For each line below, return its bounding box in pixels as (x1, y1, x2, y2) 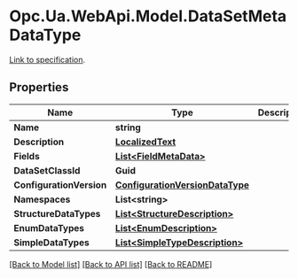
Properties (9, 80, 69, 95)
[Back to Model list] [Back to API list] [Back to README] (9, 259, 213, 269)
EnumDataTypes (13, 221, 85, 234)
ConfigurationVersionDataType (114, 179, 250, 191)
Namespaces (13, 193, 71, 205)
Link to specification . (9, 54, 86, 65)
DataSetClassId (13, 164, 81, 176)
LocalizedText (114, 135, 176, 148)
